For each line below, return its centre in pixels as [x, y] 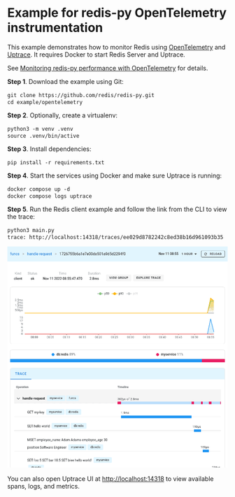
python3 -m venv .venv [40, 129]
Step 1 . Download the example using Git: [65, 81]
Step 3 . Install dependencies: [50, 149]
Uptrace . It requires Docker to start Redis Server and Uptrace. [96, 55]
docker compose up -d [39, 189]
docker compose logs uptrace [50, 196]
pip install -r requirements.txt [56, 162]
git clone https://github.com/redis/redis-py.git [81, 95]
